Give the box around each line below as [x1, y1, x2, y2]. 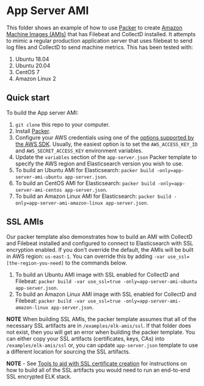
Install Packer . [15, 127, 51, 135]
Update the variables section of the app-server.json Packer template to [15, 153, 197, 161]
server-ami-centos [15, 187, 62, 193]
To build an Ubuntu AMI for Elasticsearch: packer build [15, 166, 155, 173]
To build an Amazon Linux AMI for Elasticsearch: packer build [15, 192, 172, 200]
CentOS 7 [15, 68, 40, 75]
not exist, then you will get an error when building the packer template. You [6, 328, 195, 336]
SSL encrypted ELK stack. [6, 373, 72, 380]
